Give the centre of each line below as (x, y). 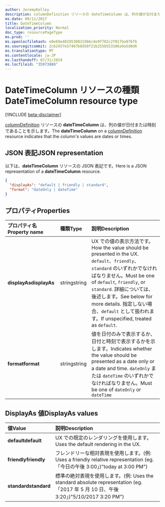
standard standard (29, 486)
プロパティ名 (22, 225)
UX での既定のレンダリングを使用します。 (103, 438)
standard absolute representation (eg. (99, 482)
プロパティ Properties (38, 211)
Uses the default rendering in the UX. (98, 444)
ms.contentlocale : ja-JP (30, 55)
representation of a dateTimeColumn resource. (53, 171)
